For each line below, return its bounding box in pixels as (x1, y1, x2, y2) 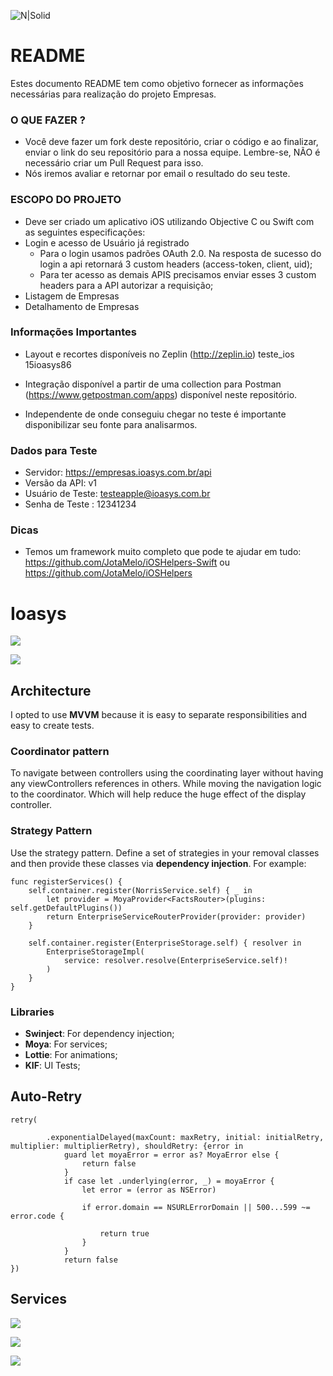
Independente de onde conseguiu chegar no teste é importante (24, 408, 287, 420)
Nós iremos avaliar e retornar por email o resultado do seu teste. (24, 168, 291, 180)
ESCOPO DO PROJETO (10, 193, 122, 207)
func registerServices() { (10, 876, 123, 887)
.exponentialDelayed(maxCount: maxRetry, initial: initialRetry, (46, 1132, 325, 1142)
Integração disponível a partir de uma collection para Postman (24, 378, 282, 390)
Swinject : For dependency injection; (24, 1028, 175, 1040)
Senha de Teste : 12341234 (24, 498, 137, 510)
